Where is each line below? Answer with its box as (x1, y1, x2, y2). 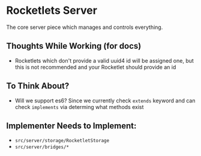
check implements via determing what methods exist (14, 103, 144, 110)
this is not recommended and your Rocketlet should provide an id (14, 63, 176, 70)
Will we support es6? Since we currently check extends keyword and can (14, 97, 196, 104)
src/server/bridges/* (14, 144, 69, 151)
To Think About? (6, 81, 70, 91)
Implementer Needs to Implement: (6, 120, 137, 131)
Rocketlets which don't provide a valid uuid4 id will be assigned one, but (14, 57, 194, 64)
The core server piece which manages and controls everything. (6, 23, 163, 31)
